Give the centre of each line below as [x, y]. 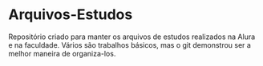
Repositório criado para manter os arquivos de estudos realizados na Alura [132, 37]
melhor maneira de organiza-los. [62, 53]
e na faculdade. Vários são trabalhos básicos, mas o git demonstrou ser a [129, 45]
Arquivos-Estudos [71, 15]
